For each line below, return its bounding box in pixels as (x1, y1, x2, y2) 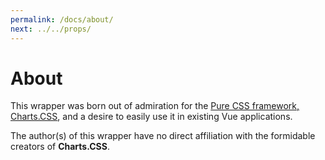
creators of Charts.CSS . (10, 141, 110, 153)
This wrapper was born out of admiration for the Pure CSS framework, (10, 100, 300, 112)
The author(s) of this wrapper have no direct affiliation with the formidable (10, 130, 316, 142)
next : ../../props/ (10, 24, 92, 34)
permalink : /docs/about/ (10, 14, 114, 25)
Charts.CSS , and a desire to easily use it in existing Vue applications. (10, 111, 293, 123)
